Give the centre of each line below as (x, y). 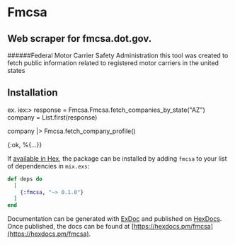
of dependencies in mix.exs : (48, 166)
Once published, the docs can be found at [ (71, 227)
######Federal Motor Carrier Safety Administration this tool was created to (118, 55)
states (16, 70)
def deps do (25, 179)
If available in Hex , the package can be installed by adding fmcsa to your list (117, 158)
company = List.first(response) (52, 117)
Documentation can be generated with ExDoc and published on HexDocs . (115, 219)
